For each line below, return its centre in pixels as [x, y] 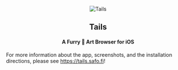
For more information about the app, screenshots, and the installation [89, 54]
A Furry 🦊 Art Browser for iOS [98, 42]
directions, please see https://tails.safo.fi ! [56, 61]
